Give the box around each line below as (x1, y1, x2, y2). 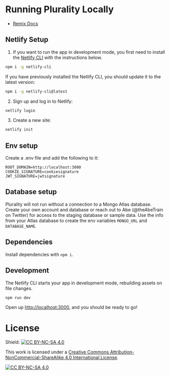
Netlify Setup (5, 35, 49, 44)
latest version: (5, 79, 35, 85)
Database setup (5, 188, 57, 196)
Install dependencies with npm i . (5, 251, 73, 257)
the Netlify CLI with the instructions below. (12, 54, 102, 60)
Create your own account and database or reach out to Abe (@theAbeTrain (5, 206, 164, 213)
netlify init (5, 127, 33, 133)
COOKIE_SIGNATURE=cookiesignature (5, 169, 79, 174)
